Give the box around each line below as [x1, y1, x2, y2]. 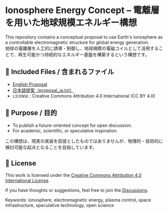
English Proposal [12, 81, 48, 87]
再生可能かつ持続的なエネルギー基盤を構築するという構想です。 [18, 51, 149, 58]
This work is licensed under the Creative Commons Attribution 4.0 [5, 172, 142, 178]
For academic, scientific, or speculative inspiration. [12, 127, 118, 133]
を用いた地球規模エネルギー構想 [5, 17, 137, 29]
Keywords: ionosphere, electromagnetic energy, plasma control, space [5, 197, 151, 203]
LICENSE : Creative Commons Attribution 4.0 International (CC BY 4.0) [12, 93, 155, 99]
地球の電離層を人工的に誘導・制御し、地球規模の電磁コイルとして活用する [5, 45, 159, 51]
